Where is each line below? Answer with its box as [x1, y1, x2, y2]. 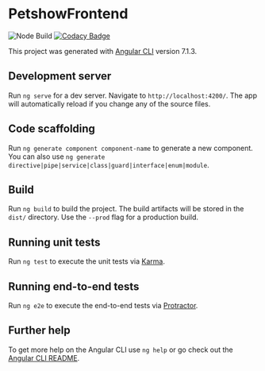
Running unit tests [8, 235, 101, 249]
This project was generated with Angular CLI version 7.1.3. [8, 46, 198, 56]
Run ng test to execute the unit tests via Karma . [8, 257, 165, 266]
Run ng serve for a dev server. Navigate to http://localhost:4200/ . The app [8, 91, 258, 100]
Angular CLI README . [8, 353, 80, 362]
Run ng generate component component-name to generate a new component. [8, 143, 254, 153]
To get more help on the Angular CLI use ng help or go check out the [8, 345, 233, 354]
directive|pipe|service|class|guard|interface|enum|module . [8, 160, 209, 169]
